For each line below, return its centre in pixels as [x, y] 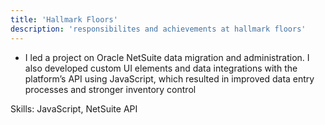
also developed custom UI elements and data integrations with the [161, 68]
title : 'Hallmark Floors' [64, 19]
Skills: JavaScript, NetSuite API [74, 108]
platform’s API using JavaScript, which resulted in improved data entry [169, 78]
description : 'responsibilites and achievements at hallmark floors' [158, 29]
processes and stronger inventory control [110, 89]
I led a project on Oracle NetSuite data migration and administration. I [167, 57]
